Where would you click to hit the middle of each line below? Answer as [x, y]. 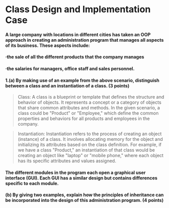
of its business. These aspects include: [48, 45]
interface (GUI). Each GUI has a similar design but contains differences [81, 178]
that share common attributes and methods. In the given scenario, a [89, 108]
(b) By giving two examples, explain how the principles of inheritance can [84, 195]
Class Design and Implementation [78, 9]
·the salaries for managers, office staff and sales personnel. [70, 68]
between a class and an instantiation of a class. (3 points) [67, 85]
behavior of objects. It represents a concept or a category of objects [90, 102]
